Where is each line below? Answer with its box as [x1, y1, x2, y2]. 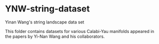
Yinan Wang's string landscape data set [5, 19, 84, 25]
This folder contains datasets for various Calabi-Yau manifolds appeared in [5, 28, 154, 34]
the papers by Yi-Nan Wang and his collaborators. [5, 33, 105, 39]
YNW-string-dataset [5, 3, 90, 14]
